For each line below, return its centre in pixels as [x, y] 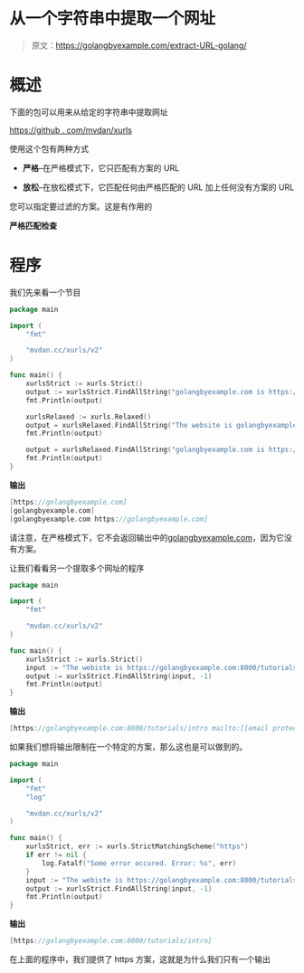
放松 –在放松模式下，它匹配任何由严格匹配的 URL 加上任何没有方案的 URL [158, 187]
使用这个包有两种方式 [49, 148]
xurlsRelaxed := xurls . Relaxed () [89, 417]
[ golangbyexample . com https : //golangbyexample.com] [109, 519]
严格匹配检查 [33, 225]
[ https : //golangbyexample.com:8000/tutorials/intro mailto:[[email [139, 729]
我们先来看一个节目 [45, 292]
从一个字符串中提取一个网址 [113, 19]
